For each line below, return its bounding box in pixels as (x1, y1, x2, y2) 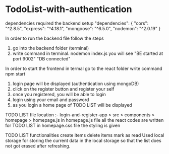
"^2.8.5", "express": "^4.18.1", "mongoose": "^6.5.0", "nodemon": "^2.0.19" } (5, 25, 161, 31)
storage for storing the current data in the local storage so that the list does (5, 137, 161, 143)
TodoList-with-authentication (5, 4, 132, 15)
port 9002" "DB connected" (12, 55, 71, 61)
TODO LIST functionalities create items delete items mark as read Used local (5, 132, 164, 138)
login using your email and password (12, 97, 89, 103)
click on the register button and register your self (12, 86, 115, 92)
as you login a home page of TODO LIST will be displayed (12, 102, 132, 108)
